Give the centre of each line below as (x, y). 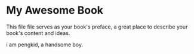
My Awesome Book (55, 10)
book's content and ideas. (38, 33)
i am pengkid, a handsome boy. (45, 45)
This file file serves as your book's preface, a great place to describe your (97, 27)
